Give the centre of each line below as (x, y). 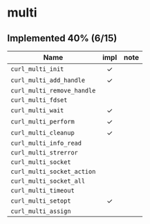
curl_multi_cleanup (43, 133)
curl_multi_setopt (41, 201)
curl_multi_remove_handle (53, 91)
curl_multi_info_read (46, 143)
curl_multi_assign (41, 211)
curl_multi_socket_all (48, 181)
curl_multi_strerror (44, 153)
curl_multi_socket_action (53, 171)
